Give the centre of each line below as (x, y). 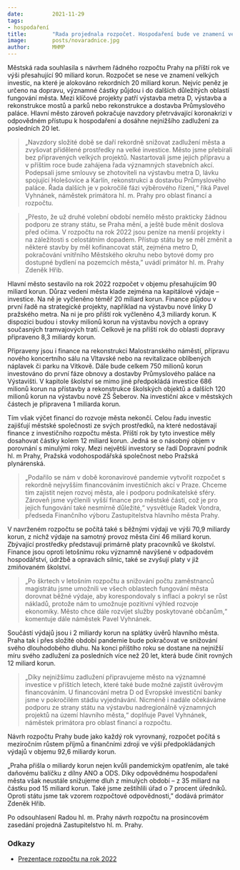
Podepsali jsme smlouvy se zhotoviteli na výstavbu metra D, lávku (122, 173)
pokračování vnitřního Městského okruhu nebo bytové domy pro (119, 255)
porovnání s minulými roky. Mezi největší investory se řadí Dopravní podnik (117, 448)
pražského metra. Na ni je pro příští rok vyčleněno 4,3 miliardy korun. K (112, 314)
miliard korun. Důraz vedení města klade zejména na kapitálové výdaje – (113, 291)
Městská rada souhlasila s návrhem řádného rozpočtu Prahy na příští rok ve (119, 68)
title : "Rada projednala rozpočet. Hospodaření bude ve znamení (116, 34)
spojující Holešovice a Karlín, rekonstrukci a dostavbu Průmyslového (125, 180)
